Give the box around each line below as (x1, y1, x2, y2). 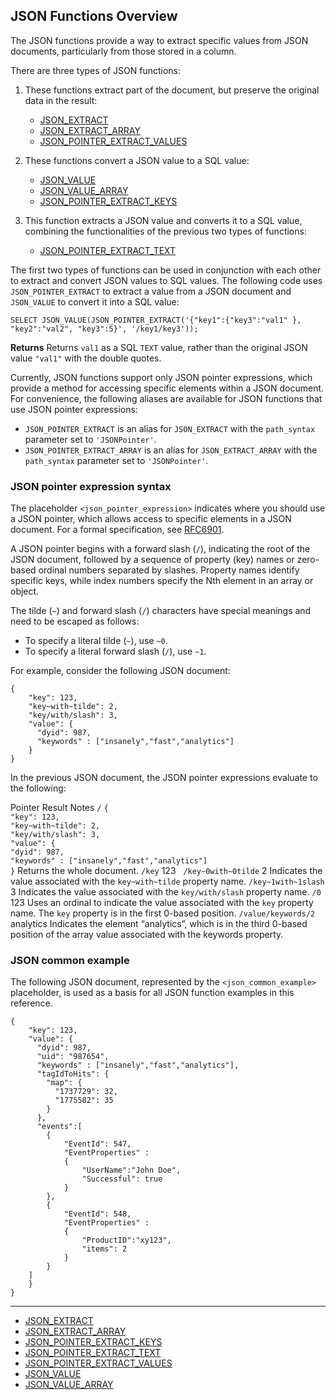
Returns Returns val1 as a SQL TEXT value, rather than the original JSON (10, 341, 308, 353)
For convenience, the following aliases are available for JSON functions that (10, 392, 323, 404)
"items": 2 (81, 1244, 128, 1254)
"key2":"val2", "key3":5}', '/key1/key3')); (10, 324, 199, 334)
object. (10, 585, 40, 598)
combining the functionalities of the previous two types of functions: (24, 225, 307, 237)
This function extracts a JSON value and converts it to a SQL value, (24, 214, 303, 226)
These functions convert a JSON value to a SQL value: (24, 154, 250, 166)
